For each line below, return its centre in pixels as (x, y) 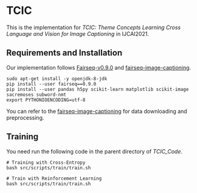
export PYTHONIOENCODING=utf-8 (46, 100)
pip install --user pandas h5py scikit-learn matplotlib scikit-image (98, 89)
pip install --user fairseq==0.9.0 (51, 84)
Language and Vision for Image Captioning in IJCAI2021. (78, 33)
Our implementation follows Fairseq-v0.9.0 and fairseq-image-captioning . (99, 67)
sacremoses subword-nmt (36, 95)
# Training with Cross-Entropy (46, 162)
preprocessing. (25, 117)
